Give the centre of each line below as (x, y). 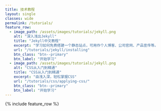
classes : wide (19, 18)
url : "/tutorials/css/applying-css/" (52, 81)
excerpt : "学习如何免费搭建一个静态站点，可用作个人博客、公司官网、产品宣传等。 (86, 45)
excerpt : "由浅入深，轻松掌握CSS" (45, 77)
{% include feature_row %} (32, 104)
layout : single (20, 14)
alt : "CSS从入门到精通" (35, 68)
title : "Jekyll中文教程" (37, 41)
